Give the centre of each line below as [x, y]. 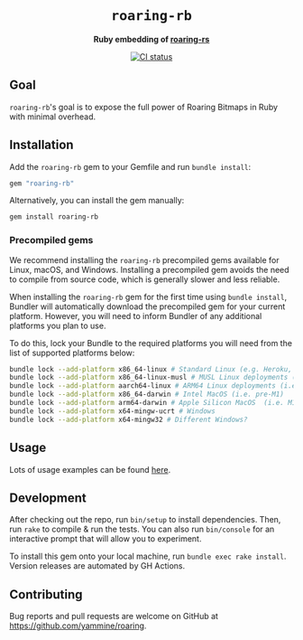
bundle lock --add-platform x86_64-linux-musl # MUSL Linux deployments [149, 378]
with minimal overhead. [53, 117]
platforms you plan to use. [58, 325]
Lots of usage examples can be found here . [90, 469]
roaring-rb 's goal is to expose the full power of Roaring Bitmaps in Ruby [143, 107]
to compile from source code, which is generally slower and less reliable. [145, 279]
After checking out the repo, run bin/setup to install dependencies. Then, [145, 520]
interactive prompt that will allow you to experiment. [106, 539]
